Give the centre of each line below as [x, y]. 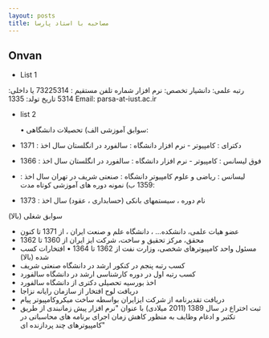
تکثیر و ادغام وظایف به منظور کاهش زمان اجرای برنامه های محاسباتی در [128, 316]
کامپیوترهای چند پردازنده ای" [63, 325]
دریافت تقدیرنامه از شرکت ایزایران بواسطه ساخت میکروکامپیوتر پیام [122, 300]
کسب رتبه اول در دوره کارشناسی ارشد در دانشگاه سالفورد [108, 274]
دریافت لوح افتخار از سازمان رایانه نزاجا [79, 291]
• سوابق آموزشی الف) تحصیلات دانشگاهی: [84, 130]
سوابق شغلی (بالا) [35, 216]
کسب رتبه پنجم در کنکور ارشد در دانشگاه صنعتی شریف [102, 266]
